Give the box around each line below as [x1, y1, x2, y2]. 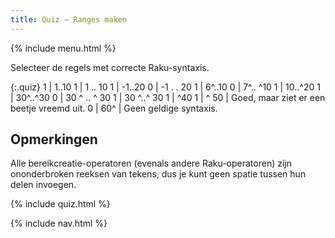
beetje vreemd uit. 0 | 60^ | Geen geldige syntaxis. [10, 102, 218, 114]
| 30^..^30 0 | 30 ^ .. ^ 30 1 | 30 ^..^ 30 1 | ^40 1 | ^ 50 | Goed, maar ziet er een [10, 91, 326, 103]
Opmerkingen [10, 131, 98, 148]
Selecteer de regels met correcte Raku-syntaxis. [10, 61, 210, 73]
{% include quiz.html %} [10, 198, 111, 210]
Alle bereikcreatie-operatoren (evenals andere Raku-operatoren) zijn [10, 157, 293, 170]
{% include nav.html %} [10, 217, 108, 230]
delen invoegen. [10, 179, 77, 191]
